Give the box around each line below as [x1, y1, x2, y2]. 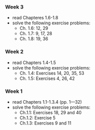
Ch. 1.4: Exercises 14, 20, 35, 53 [19, 70, 85, 76]
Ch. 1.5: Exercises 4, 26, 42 [19, 75, 75, 81]
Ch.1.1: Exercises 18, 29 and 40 [19, 109, 82, 115]
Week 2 [5, 48, 24, 55]
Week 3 [5, 3, 24, 10]
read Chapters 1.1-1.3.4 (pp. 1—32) [12, 99, 82, 105]
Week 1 [5, 88, 23, 95]
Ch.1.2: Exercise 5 [19, 115, 56, 121]
